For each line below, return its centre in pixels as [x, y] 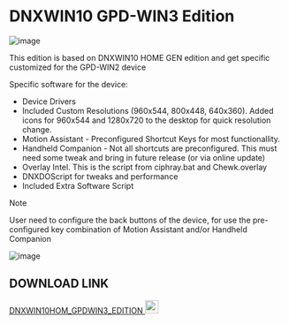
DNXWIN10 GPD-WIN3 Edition [122, 16]
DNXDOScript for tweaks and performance [100, 176]
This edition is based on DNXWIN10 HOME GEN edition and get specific [140, 57]
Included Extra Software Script [78, 185]
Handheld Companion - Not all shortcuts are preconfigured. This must [149, 148]
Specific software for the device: [68, 84]
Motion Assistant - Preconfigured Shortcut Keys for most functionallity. [151, 139]
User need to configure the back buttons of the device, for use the [130, 220]
